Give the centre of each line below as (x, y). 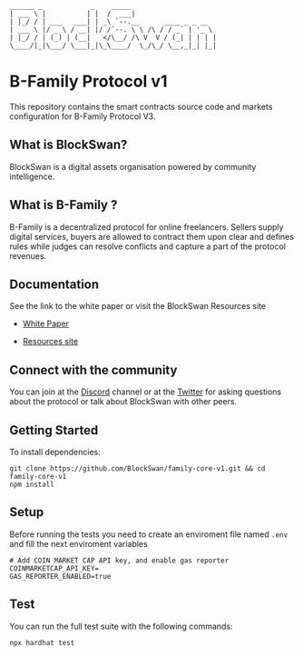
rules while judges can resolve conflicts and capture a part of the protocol (147, 246)
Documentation (54, 284)
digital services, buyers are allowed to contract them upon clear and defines (152, 236)
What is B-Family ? (64, 205)
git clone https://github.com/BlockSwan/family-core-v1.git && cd (137, 469)
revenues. (28, 255)
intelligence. (32, 176)
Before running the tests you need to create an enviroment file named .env (149, 534)
